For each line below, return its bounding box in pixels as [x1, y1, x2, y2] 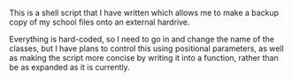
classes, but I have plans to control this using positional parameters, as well [9, 43, 285, 54]
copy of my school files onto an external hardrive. [9, 17, 190, 27]
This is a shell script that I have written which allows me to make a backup [9, 8, 280, 18]
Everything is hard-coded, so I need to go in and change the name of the [9, 34, 274, 44]
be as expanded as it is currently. [9, 62, 130, 72]
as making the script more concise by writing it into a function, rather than [9, 53, 279, 63]
